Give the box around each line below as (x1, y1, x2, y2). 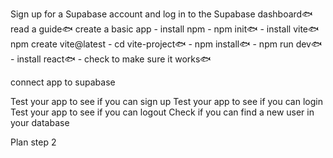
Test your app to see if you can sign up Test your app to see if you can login (10, 96, 323, 107)
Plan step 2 (10, 136, 57, 148)
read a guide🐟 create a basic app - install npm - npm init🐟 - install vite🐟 (10, 23, 320, 35)
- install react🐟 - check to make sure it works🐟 (10, 53, 212, 65)
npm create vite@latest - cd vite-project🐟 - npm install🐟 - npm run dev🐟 (10, 38, 323, 50)
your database (10, 117, 70, 128)
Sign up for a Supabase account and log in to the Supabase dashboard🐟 (10, 8, 313, 20)
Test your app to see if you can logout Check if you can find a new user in (10, 106, 315, 118)
